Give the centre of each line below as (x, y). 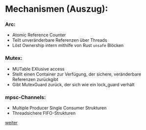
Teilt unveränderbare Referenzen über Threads (60, 40)
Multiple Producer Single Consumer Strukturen (59, 108)
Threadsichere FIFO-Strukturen (44, 113)
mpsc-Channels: (25, 97)
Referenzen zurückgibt (35, 79)
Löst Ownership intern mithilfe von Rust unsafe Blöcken (68, 46)
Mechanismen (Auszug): (57, 9)
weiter (12, 123)
